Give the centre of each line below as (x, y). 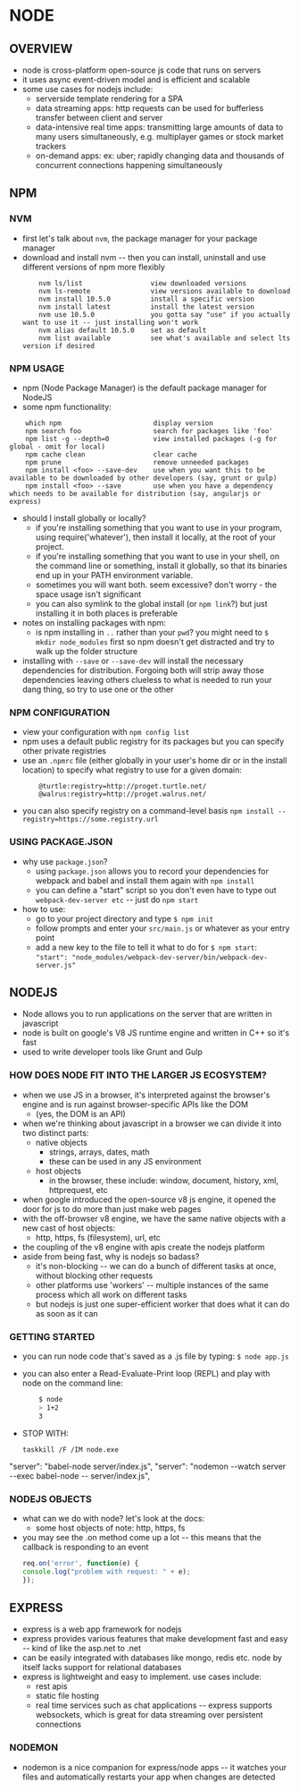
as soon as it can (66, 1313)
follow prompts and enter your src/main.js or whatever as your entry (162, 928)
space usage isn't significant (88, 594)
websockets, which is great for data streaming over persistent (149, 1715)
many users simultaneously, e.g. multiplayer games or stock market (159, 136)
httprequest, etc (79, 1190)
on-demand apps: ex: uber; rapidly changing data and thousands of (160, 156)
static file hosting (67, 1696)
